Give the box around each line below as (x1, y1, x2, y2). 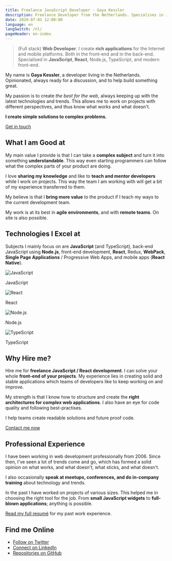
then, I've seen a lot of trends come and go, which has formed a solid (5, 459, 152, 465)
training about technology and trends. (5, 480, 86, 486)
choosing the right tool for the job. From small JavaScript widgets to (5, 495, 151, 501)
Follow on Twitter (12, 539, 50, 545)
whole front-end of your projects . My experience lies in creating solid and (5, 373, 163, 379)
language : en (5, 22, 33, 27)
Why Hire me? (5, 354, 51, 363)
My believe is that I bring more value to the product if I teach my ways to (5, 194, 159, 200)
